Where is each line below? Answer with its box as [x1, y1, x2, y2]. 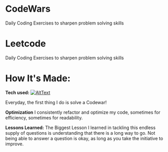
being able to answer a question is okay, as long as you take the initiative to [5, 135, 163, 141]
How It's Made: [5, 72, 71, 84]
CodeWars [5, 3, 51, 15]
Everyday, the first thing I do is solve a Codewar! [5, 99, 107, 105]
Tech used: [5, 89, 30, 95]
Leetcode [5, 38, 46, 49]
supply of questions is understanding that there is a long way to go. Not [5, 130, 155, 136]
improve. [5, 141, 24, 147]
